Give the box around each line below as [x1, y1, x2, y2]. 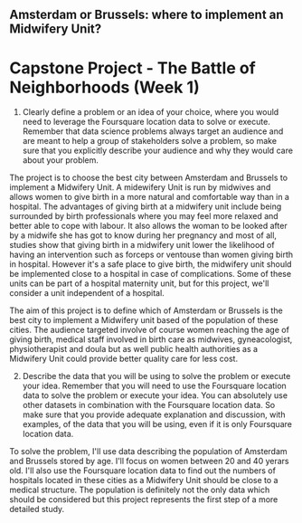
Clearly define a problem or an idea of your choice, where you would [22, 107, 279, 118]
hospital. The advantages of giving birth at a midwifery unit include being [9, 201, 282, 212]
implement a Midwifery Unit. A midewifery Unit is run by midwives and [9, 182, 271, 193]
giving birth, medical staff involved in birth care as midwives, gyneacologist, [9, 334, 293, 345]
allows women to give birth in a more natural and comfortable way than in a [9, 192, 289, 203]
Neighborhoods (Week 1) [9, 77, 201, 98]
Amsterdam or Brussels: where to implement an [9, 7, 284, 23]
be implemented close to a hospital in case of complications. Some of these [9, 269, 292, 280]
